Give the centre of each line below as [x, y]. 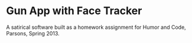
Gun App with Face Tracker [74, 11]
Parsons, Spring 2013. [33, 33]
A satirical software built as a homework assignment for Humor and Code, [96, 27]
